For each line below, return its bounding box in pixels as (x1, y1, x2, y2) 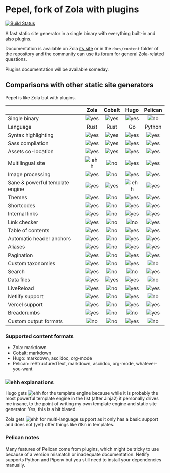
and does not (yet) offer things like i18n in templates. (5, 422, 115, 428)
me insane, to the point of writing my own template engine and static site (5, 401, 157, 407)
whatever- (136, 361, 158, 367)
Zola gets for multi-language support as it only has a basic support (5, 416, 158, 422)
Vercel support (8, 301, 43, 308)
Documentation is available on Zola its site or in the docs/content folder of (5, 45, 159, 51)
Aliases (8, 243, 25, 250)
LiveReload (8, 285, 34, 292)
